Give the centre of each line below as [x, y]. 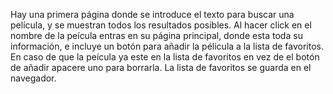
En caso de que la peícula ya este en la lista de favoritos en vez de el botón [165, 57]
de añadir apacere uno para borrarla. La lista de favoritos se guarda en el [161, 67]
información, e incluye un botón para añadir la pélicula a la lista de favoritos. [167, 46]
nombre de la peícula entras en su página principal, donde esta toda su [156, 35]
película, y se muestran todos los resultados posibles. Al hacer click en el [161, 25]
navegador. [33, 78]
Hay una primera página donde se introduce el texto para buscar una [152, 14]
